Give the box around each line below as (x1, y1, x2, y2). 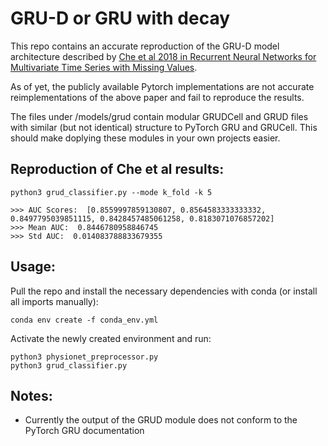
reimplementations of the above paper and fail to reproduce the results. (10, 91, 305, 103)
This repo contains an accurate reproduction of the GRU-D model (10, 40, 280, 52)
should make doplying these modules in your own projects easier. (10, 132, 281, 144)
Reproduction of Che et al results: (10, 161, 225, 178)
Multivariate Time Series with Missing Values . (10, 61, 198, 73)
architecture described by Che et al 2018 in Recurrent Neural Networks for (10, 50, 317, 62)
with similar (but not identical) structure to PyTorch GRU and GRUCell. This (10, 121, 318, 133)
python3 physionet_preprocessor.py (10, 352, 159, 362)
